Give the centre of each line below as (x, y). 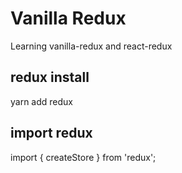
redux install (50, 77)
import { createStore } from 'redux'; (83, 157)
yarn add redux (41, 101)
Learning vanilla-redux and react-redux (91, 46)
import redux (51, 133)
